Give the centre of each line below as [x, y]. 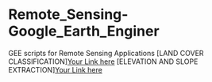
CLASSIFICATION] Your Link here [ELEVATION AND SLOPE [103, 61]
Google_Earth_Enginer [84, 31]
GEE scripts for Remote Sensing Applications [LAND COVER [106, 53]
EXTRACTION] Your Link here [56, 69]
